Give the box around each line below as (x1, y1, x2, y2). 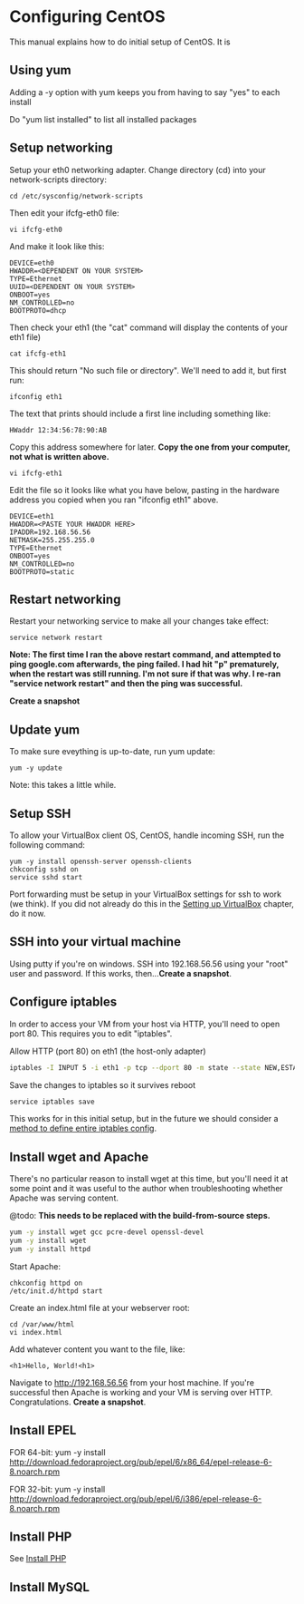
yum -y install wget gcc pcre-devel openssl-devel (9, 1228, 204, 1237)
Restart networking (9, 591, 121, 607)
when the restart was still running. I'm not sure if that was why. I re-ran (9, 668, 281, 679)
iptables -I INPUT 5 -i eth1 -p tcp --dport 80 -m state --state (9, 1063, 261, 1072)
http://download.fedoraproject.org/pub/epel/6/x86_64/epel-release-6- (9, 1456, 273, 1467)
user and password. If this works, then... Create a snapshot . (9, 967, 233, 978)
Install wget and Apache (9, 1149, 149, 1164)
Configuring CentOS (9, 6, 166, 27)
